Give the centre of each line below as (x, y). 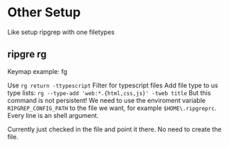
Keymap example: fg (37, 71)
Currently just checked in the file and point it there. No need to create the (114, 129)
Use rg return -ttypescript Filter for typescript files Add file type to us (113, 85)
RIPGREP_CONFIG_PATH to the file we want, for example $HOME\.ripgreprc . (112, 108)
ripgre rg (27, 54)
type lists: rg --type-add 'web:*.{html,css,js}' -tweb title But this (109, 92)
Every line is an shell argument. (53, 115)
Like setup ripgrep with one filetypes (61, 32)
